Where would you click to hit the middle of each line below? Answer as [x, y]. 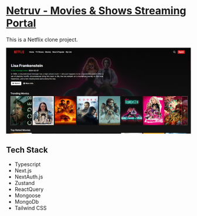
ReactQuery [29, 189]
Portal [21, 23]
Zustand [25, 183]
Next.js [23, 170]
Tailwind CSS [30, 208]
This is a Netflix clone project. [42, 39]
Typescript [28, 164]
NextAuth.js [29, 177]
